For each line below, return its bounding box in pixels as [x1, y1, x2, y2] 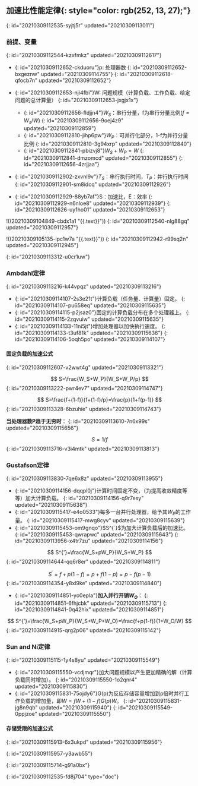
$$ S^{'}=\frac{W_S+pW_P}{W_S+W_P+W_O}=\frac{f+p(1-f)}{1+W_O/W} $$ [7, 617, 192, 625]
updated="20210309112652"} [39, 77, 111, 84]
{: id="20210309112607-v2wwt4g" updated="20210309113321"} [6, 364, 164, 371]
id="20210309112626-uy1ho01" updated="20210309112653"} [14, 206, 165, 213]
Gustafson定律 [6, 461, 49, 469]
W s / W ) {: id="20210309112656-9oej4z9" [23, 116, 124, 125]
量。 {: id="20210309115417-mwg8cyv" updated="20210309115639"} [14, 516, 186, 524]
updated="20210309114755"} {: [40, 71, 119, 78]
